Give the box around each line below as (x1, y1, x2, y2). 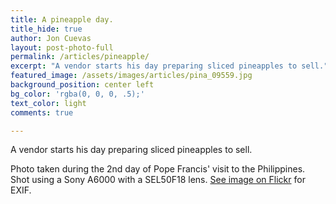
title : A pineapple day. (10, 14, 114, 25)
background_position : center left (10, 80, 155, 90)
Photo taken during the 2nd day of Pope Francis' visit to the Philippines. (10, 163, 306, 175)
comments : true (10, 107, 74, 118)
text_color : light (10, 98, 87, 108)
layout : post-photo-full (10, 42, 114, 53)
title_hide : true (10, 24, 83, 34)
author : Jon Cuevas (10, 33, 92, 43)
